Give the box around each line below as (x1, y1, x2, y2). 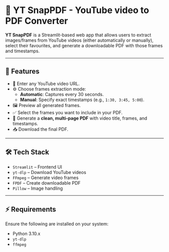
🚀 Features (5, 67, 40, 76)
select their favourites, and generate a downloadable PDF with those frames (5, 42, 163, 48)
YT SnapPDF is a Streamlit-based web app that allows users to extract (5, 32, 151, 38)
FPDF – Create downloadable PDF (12, 180, 81, 186)
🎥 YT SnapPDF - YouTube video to (5, 5, 149, 16)
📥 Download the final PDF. (12, 126, 69, 132)
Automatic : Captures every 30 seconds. (20, 91, 104, 97)
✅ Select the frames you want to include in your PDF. (12, 109, 123, 115)
